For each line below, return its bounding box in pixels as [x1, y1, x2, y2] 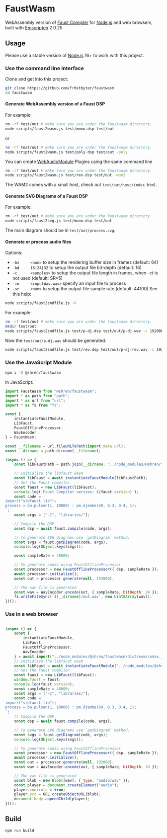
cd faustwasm [5, 90, 32, 95]
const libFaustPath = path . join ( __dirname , [14, 462, 106, 467]
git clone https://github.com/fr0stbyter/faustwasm [5, 85, 114, 91]
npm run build [5, 828, 35, 833]
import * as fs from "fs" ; [5, 403, 61, 408]
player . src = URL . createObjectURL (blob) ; [14, 792, 101, 797]
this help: [12, 291, 31, 297]
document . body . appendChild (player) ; [14, 796, 90, 802]
